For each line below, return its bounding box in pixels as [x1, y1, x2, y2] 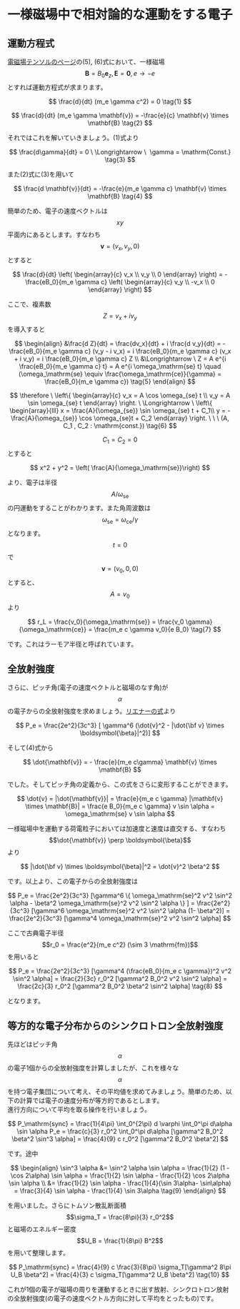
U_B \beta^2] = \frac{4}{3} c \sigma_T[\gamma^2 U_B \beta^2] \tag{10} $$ [10, 1270, 230, 1279]
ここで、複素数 [7, 299, 51, 308]
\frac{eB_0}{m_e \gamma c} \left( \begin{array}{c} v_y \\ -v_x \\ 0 [24, 277, 216, 286]
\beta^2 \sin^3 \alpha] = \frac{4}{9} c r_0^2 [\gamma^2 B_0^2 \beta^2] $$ [11, 1135, 229, 1143]
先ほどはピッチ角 [7, 1040, 58, 1048]
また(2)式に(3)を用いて [7, 169, 75, 179]
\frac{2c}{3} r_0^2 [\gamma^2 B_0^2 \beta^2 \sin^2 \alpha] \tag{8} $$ [17, 982, 223, 990]
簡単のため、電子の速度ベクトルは [7, 206, 108, 215]
